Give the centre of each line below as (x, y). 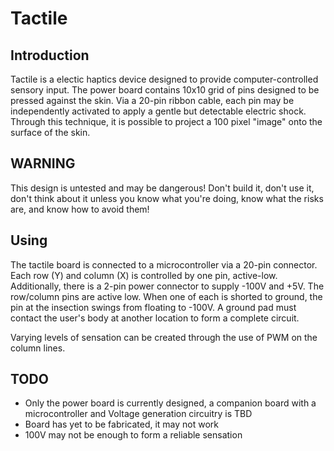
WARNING (43, 163)
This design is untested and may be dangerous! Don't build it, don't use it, (162, 188)
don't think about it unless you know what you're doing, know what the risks (167, 198)
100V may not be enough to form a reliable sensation (133, 435)
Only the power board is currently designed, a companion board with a (170, 403)
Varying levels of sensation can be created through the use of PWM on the (164, 337)
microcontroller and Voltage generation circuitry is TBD (138, 414)
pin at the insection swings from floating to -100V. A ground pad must (153, 307)
